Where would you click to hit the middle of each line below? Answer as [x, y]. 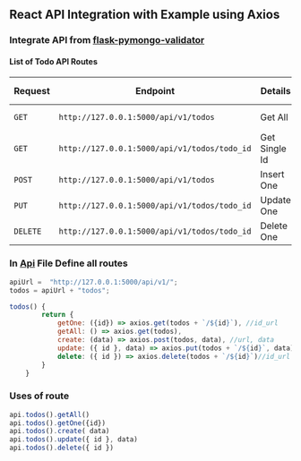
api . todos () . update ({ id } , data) [74, 440]
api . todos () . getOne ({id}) [57, 423]
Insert [272, 174]
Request [32, 90]
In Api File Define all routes [69, 263]
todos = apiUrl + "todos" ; [60, 290]
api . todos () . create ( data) [60, 431]
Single [273, 149]
